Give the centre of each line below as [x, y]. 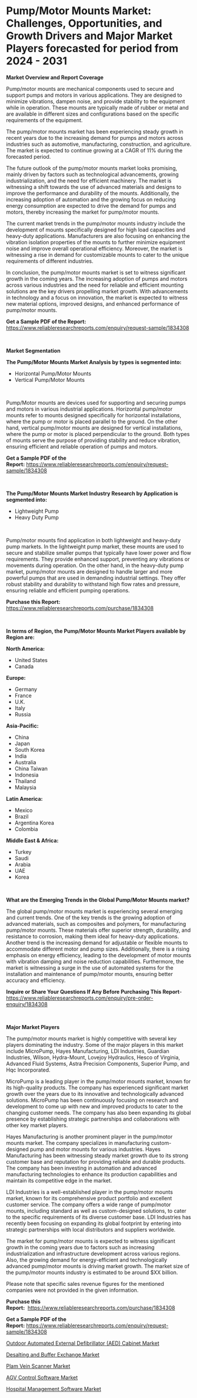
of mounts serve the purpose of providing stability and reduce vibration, [93, 440]
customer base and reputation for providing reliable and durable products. [96, 1161]
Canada [24, 666]
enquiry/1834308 [27, 1004]
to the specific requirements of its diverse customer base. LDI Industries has [98, 1217]
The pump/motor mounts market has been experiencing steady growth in [95, 132]
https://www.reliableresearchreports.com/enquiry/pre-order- [80, 998]
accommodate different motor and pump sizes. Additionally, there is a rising [98, 949]
